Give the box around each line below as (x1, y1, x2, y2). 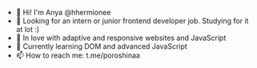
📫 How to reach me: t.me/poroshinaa (15, 50, 140, 60)
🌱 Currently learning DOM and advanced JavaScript (15, 42, 188, 51)
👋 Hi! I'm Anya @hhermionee (15, 8, 111, 17)
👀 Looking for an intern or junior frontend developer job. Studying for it (15, 16, 249, 26)
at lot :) (15, 25, 40, 34)
